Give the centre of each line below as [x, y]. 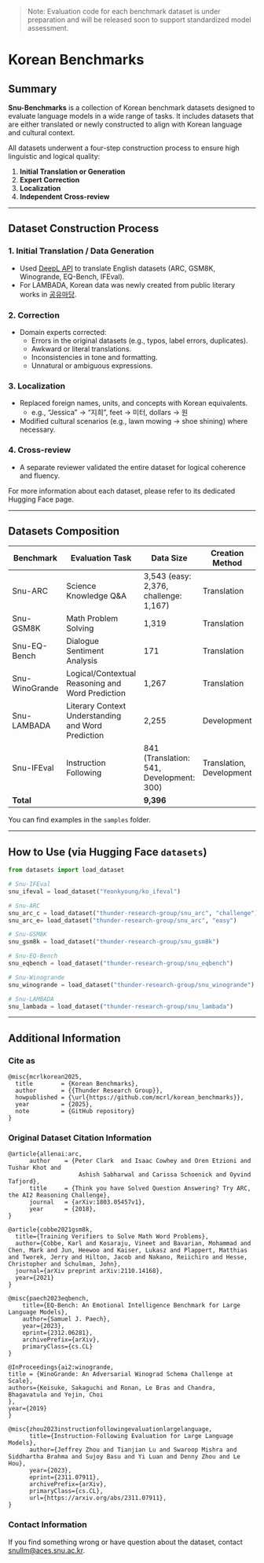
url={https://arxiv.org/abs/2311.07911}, [98, 1498]
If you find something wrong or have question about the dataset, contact [125, 1542]
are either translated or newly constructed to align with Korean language [125, 124]
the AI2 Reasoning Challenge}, [59, 1195]
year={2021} [35, 1278]
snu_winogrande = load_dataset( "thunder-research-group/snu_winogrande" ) [132, 985]
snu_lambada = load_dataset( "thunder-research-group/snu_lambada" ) [121, 1006]
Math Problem [92, 619]
